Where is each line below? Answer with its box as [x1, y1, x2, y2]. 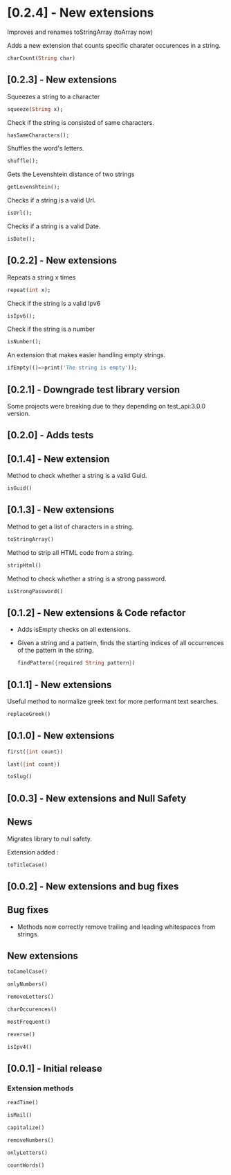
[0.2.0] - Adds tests [7, 429, 94, 441]
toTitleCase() [7, 861, 48, 868]
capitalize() [7, 1124, 45, 1131]
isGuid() [7, 485, 33, 492]
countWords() [7, 1162, 45, 1169]
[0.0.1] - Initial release [7, 1063, 102, 1074]
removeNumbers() [7, 1136, 54, 1144]
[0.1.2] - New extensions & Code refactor [7, 607, 186, 619]
